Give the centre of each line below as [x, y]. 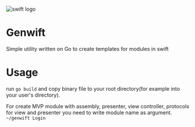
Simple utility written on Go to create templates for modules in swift [88, 49]
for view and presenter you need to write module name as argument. [89, 112]
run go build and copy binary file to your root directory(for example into [93, 88]
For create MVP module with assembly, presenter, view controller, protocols [98, 106]
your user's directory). [33, 95]
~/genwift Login [26, 118]
